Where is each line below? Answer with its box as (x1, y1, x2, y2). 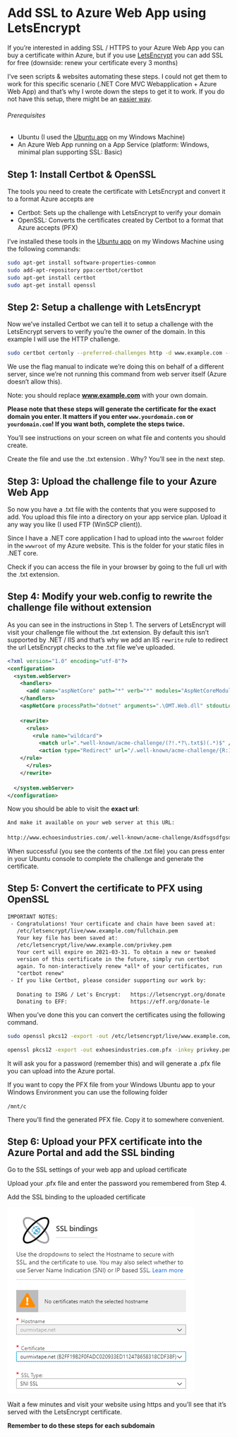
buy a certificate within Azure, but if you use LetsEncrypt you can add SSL (7, 51, 224, 59)
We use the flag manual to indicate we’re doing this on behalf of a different (7, 362, 224, 371)
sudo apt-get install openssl (7, 282, 97, 289)
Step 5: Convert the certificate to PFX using (7, 882, 203, 894)
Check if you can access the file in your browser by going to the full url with (7, 562, 227, 571)
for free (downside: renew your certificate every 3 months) (7, 58, 178, 67)
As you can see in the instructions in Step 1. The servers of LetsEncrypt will (7, 621, 226, 629)
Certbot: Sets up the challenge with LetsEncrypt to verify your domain (17, 208, 221, 217)
